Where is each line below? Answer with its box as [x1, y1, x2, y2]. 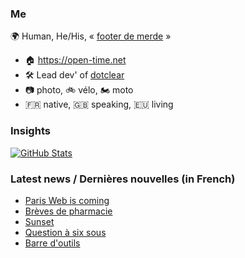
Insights [10, 124, 51, 138]
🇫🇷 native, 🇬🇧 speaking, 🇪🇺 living [24, 98, 174, 111]
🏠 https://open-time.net [24, 54, 127, 66]
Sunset [24, 215, 55, 227]
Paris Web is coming [24, 194, 110, 206]
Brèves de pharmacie [24, 205, 113, 217]
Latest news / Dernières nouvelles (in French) [10, 172, 236, 186]
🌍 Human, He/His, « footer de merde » [10, 30, 172, 42]
